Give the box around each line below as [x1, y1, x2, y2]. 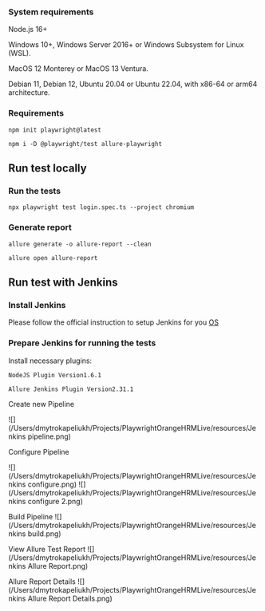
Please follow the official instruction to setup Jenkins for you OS [8, 317, 220, 327]
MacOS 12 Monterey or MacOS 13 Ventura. [8, 64, 149, 73]
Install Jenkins [8, 299, 66, 310]
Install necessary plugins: [8, 356, 93, 365]
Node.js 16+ [8, 25, 48, 34]
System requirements [8, 6, 94, 18]
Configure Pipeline [8, 447, 69, 456]
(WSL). [8, 49, 31, 58]
